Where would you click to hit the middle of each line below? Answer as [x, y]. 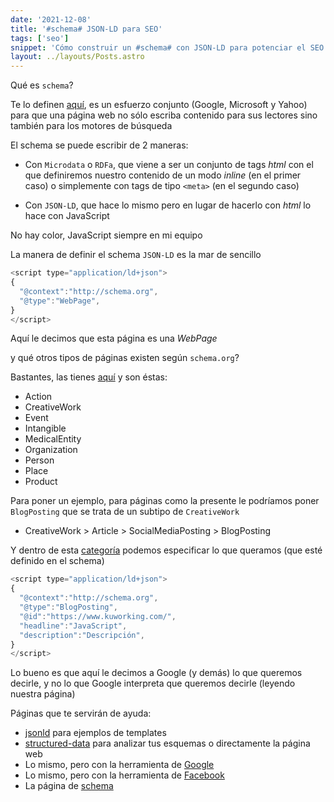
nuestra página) [43, 694]
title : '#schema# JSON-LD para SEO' [86, 29]
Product [41, 482]
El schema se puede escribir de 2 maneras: [99, 145]
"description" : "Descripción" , [82, 635]
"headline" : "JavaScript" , [73, 626]
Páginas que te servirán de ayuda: [81, 713]
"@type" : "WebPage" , [60, 301]
